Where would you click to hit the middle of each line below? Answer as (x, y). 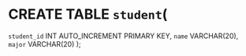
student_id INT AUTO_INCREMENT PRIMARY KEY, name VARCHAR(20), (123, 36)
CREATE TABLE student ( (88, 14)
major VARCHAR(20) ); (45, 44)
